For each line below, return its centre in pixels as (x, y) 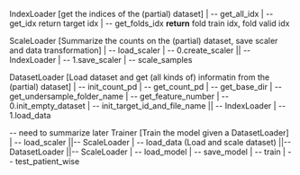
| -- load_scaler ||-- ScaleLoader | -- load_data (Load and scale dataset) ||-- (150, 142)
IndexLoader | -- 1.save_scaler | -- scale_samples (101, 60)
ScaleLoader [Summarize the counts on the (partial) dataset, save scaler (144, 41)
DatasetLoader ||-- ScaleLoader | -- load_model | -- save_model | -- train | (148, 152)
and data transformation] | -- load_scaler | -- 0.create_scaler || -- (130, 50)
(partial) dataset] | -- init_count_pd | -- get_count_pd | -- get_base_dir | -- (145, 87)
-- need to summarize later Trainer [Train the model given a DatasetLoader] (150, 133)
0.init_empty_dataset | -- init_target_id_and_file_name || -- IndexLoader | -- (148, 106)
